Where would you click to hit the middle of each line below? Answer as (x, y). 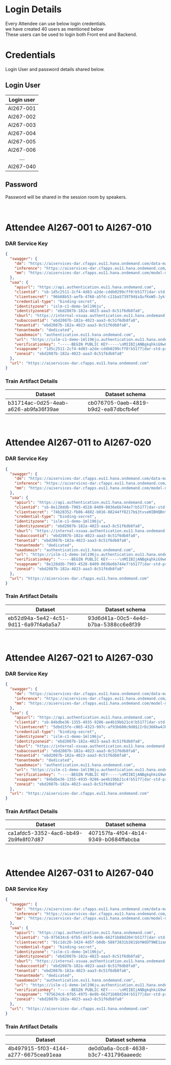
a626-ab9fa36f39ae (34, 409)
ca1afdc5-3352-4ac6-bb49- (45, 833)
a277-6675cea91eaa (35, 1055)
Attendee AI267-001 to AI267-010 (78, 227)
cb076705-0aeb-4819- (118, 403)
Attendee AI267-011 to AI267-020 (78, 443)
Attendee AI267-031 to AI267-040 (79, 873)
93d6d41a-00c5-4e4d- (118, 618)
